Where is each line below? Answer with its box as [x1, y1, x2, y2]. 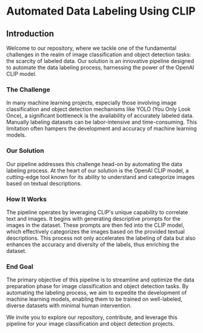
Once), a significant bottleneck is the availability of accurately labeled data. [6, 112, 194, 119]
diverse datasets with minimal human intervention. [6, 302, 132, 309]
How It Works [6, 195, 47, 203]
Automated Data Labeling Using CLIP [6, 4, 196, 18]
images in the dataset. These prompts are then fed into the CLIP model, [6, 221, 185, 229]
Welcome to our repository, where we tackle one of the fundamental [6, 44, 177, 52]
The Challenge [6, 85, 50, 93]
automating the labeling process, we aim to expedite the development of [6, 289, 187, 297]
